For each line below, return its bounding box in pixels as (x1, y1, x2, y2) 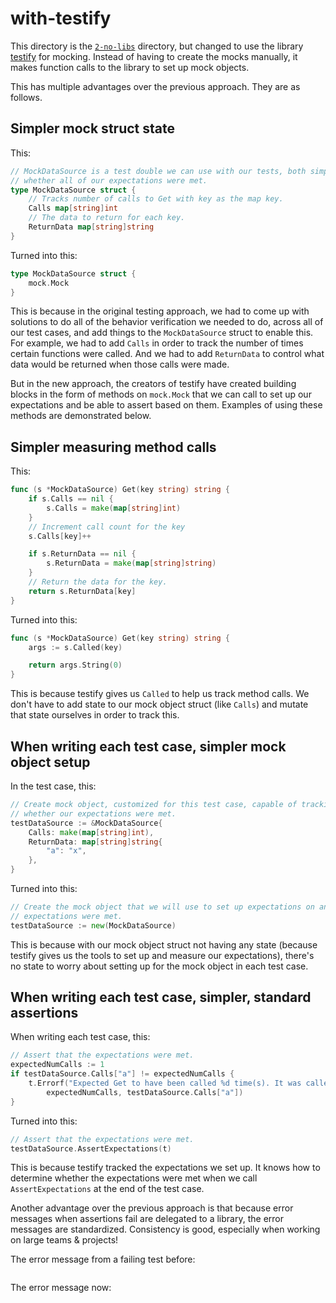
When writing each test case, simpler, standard (10, 989, 312, 1006)
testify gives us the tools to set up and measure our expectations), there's (10, 949, 315, 961)
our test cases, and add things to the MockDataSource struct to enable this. (10, 327, 314, 339)
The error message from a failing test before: (10, 1253, 196, 1266)
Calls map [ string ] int (28, 203, 118, 214)
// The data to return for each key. (28, 213, 186, 223)
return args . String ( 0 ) (28, 660, 123, 671)
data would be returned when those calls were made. (10, 358, 230, 371)
